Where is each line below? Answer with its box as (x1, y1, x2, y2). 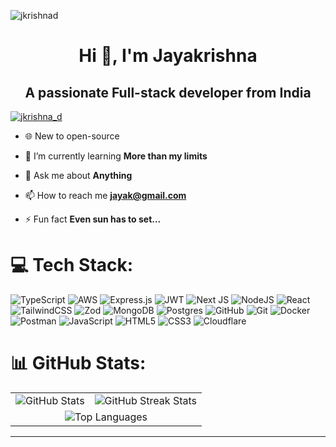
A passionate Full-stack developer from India (24, 84, 312, 101)
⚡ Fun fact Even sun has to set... (24, 213, 162, 225)
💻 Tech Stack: (10, 254, 134, 277)
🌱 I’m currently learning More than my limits (24, 150, 208, 162)
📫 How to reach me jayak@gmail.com (24, 190, 187, 201)
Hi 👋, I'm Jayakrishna (78, 45, 258, 67)
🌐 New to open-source (24, 130, 120, 142)
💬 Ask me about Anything (24, 170, 133, 181)
